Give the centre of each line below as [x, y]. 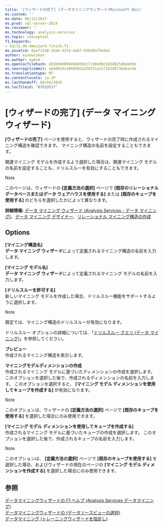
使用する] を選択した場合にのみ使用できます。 [51, 416]
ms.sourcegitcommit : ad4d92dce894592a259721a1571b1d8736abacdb [71, 69]
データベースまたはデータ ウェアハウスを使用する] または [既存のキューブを [81, 194]
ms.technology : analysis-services [40, 32]
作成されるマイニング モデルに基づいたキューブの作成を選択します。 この [79, 433]
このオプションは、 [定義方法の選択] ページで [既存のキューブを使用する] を [81, 458]
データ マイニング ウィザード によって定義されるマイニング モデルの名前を [79, 274]
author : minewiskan [25, 55]
